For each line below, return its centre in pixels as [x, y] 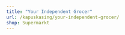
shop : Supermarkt [28, 23]
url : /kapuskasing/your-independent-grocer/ [63, 17]
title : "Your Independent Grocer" [50, 12]
